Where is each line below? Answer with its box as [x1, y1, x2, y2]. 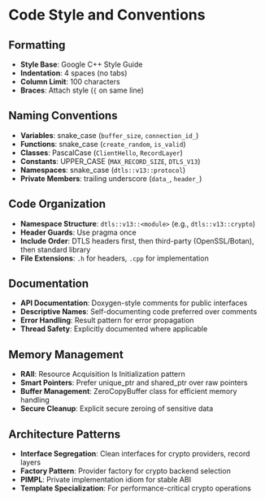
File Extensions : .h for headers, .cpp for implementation [20, 253, 209, 263]
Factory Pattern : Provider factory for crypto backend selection [20, 466, 232, 476]
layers [20, 457, 41, 468]
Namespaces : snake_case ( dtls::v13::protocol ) [20, 165, 186, 175]
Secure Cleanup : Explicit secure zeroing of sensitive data [20, 404, 214, 413]
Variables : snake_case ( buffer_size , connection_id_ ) [20, 130, 199, 140]
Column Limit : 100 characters [20, 77, 120, 86]
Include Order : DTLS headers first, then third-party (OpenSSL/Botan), [20, 235, 254, 245]
